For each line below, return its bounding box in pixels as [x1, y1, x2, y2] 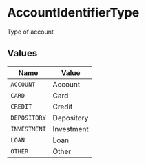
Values [7, 47, 38, 59]
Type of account [7, 27, 54, 36]
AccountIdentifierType [7, 5, 140, 21]
